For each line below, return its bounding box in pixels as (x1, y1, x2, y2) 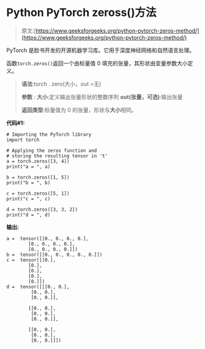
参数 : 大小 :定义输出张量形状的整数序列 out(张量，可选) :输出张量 (21, 93, 183, 100)
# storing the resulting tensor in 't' (6, 152, 108, 159)
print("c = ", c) (6, 195, 51, 202)
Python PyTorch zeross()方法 (6, 6, 157, 20)
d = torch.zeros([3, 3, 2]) (6, 206, 78, 212)
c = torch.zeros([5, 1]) (6, 190, 70, 197)
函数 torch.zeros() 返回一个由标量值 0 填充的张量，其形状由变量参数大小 (6, 59, 188, 67)
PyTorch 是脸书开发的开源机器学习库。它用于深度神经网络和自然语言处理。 (6, 47, 195, 54)
